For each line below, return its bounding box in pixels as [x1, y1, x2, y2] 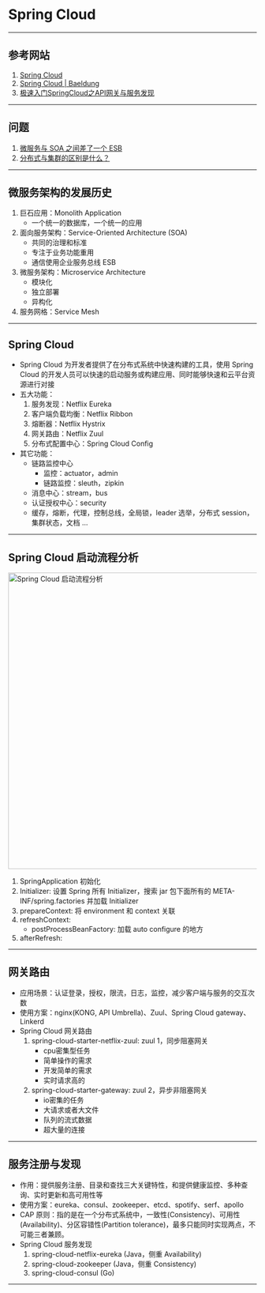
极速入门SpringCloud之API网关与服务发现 [19, 88, 155, 97]
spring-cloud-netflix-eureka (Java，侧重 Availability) [31, 1249, 203, 1258]
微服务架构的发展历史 [8, 186, 112, 199]
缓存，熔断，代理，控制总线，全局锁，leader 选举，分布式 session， [31, 508, 254, 518]
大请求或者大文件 [43, 1105, 99, 1114]
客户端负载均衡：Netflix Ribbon [31, 409, 133, 419]
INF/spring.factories [19, 896, 85, 906]
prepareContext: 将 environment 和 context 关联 [19, 907, 176, 915]
